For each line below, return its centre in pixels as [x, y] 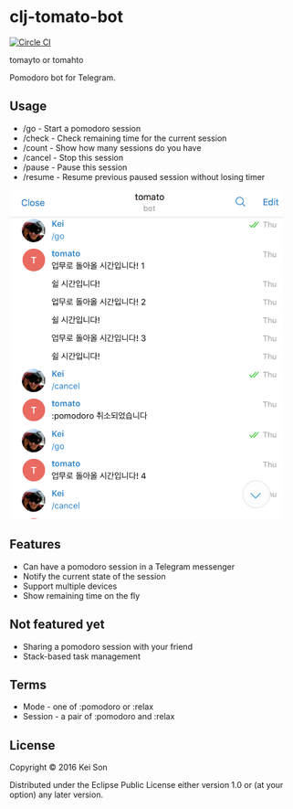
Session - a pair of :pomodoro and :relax [99, 717]
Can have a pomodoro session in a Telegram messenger [129, 566]
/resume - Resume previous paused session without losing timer [144, 176]
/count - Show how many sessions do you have [112, 147]
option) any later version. [56, 795]
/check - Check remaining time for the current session [125, 138]
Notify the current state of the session [94, 576]
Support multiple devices [70, 586]
